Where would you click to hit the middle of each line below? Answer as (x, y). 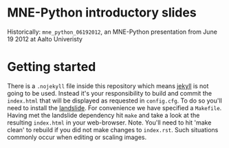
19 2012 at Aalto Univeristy (45, 39)
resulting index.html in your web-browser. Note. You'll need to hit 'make (109, 123)
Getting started (52, 67)
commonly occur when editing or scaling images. (77, 137)
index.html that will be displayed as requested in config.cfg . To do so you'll (115, 101)
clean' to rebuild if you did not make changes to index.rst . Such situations (113, 129)
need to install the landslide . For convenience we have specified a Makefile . (115, 107)
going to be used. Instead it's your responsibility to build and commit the (109, 93)
